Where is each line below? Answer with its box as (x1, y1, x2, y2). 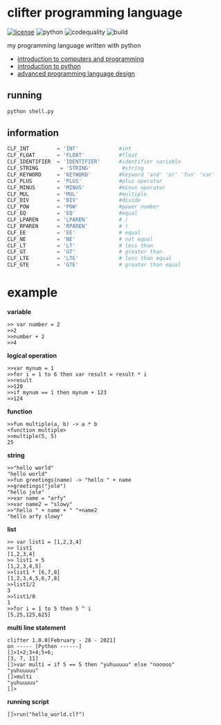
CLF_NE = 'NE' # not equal (7, 236, 154, 243)
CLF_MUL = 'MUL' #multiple (7, 191, 148, 198)
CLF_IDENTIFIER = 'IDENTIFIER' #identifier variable (7, 158, 182, 166)
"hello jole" (7, 489, 45, 496)
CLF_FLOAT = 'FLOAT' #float (7, 152, 138, 159)
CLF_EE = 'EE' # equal (7, 229, 141, 236)
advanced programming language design (17, 69, 135, 78)
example (7, 285, 58, 301)
